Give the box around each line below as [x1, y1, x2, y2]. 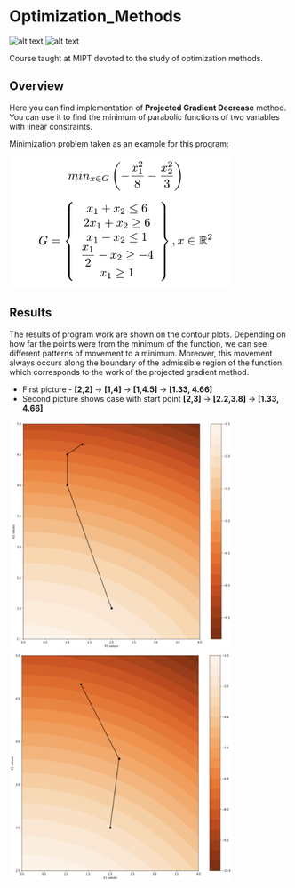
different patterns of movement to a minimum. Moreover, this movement [9, 348, 273, 358]
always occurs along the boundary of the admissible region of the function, [9, 357, 284, 368]
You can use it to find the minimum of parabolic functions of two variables [9, 111, 280, 122]
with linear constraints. [9, 121, 93, 132]
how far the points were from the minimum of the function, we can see [9, 338, 267, 348]
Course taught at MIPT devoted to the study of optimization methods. [9, 52, 264, 63]
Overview [9, 78, 65, 94]
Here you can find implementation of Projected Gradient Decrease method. [9, 102, 287, 113]
